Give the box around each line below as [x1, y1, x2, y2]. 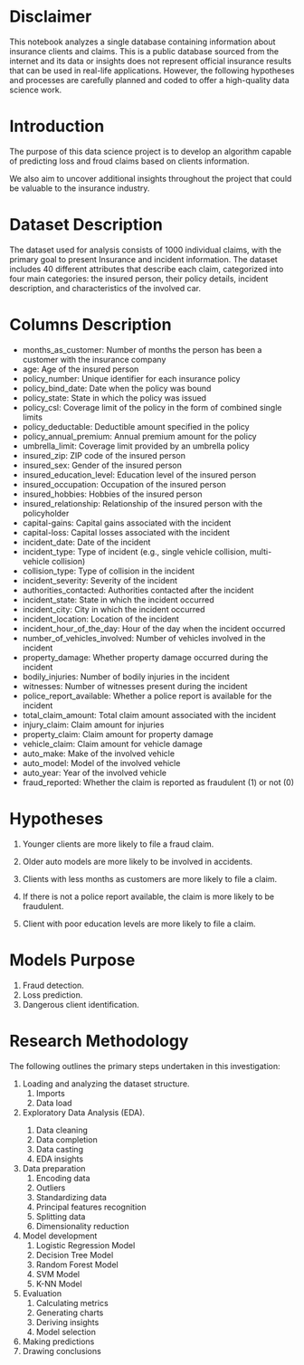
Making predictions [22, 1336, 95, 1347]
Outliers [35, 1182, 66, 1193]
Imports [35, 1087, 65, 1098]
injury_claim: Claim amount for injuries [22, 719, 165, 730]
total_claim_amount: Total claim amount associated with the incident [22, 709, 277, 720]
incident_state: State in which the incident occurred [22, 594, 214, 605]
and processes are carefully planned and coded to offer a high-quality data [9, 74, 290, 85]
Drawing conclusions [22, 1345, 101, 1356]
